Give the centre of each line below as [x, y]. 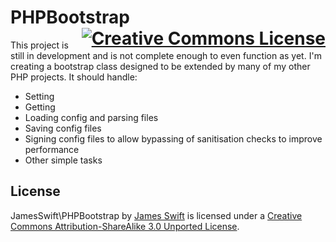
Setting [39, 96]
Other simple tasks [63, 160]
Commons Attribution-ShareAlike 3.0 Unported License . [125, 226]
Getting [40, 107]
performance [52, 149]
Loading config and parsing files [91, 117]
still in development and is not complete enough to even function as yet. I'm [166, 55]
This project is [39, 45]
